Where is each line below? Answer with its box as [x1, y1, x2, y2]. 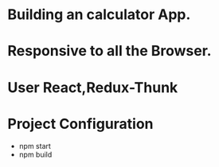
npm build [18, 150, 53, 159]
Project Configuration [7, 115, 154, 133]
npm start [18, 141, 51, 150]
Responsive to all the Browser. [7, 42, 212, 60]
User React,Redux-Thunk [7, 78, 178, 96]
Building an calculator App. [7, 6, 191, 24]
